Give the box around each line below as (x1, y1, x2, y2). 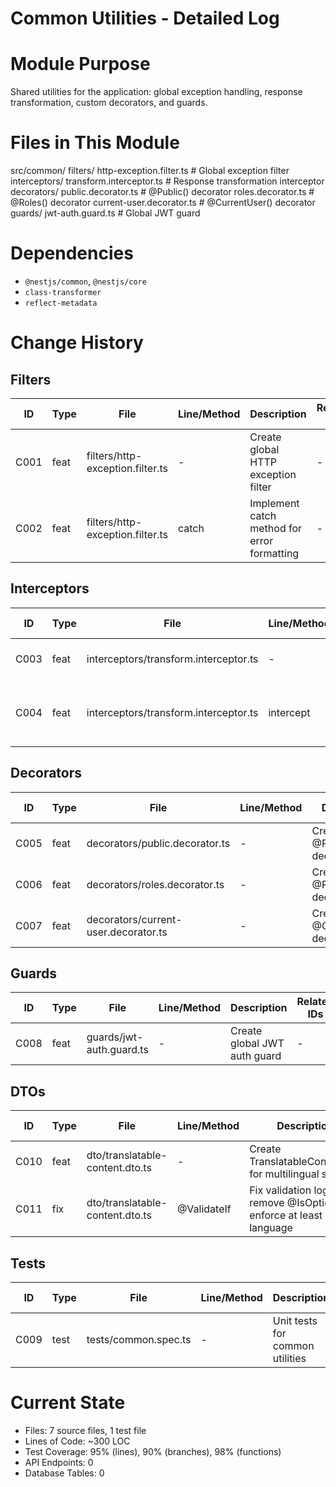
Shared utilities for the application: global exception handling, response (10, 86, 303, 98)
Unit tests (272, 1314, 318, 1328)
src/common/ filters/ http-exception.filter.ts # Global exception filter (10, 165, 290, 177)
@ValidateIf (176, 1202, 232, 1216)
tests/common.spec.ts (86, 1333, 192, 1347)
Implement (249, 497, 300, 510)
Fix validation (249, 1183, 312, 1197)
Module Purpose (10, 53, 151, 76)
